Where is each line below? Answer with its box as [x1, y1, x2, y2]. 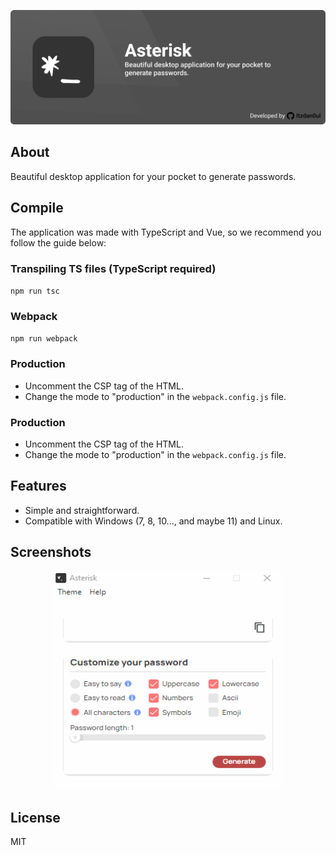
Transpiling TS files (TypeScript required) [10, 261, 217, 275]
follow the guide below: [10, 236, 107, 249]
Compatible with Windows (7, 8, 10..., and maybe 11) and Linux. [24, 515, 283, 527]
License [10, 809, 61, 826]
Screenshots [10, 544, 92, 561]
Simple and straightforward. [24, 504, 140, 516]
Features [10, 478, 67, 495]
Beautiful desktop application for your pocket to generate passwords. [10, 170, 297, 182]
